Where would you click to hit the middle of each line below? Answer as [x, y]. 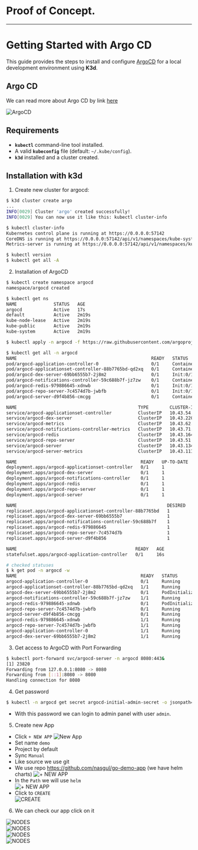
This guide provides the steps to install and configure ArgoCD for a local [94, 61]
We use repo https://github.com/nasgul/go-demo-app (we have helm [98, 768]
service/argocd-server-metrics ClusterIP [84, 451]
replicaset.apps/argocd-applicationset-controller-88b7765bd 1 [88, 511]
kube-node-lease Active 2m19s [49, 321]
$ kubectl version [29, 255]
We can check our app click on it [55, 811]
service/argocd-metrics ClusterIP [84, 424]
